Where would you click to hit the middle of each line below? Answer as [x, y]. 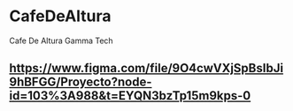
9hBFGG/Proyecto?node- [81, 82]
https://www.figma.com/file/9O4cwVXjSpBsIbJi [146, 68]
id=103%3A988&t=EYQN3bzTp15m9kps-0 [130, 96]
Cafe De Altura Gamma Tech [61, 41]
